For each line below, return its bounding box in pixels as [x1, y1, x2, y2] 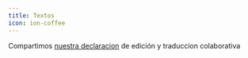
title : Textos [8, 11, 55, 20]
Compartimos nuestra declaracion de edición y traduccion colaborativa [8, 41, 241, 50]
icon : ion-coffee [8, 19, 66, 27]
